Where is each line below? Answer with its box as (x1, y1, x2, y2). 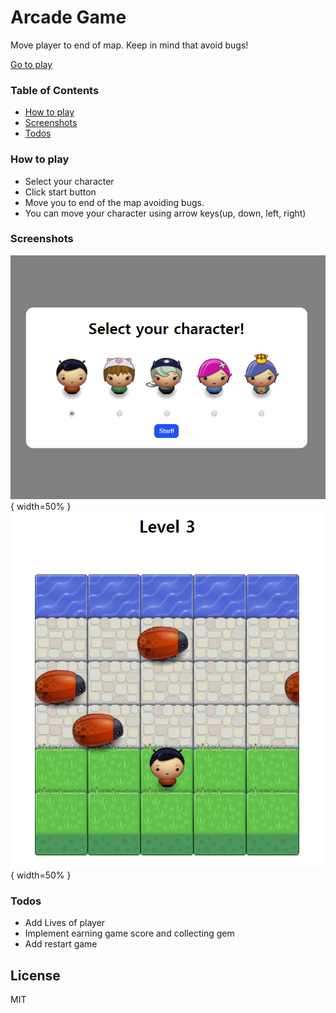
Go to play (10, 58, 53, 70)
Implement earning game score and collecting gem (24, 927, 235, 940)
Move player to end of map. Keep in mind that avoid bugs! (10, 39, 249, 51)
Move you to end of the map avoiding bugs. (24, 196, 205, 208)
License (10, 967, 61, 984)
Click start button (24, 186, 97, 198)
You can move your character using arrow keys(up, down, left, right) (24, 207, 307, 219)
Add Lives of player (24, 917, 106, 929)
